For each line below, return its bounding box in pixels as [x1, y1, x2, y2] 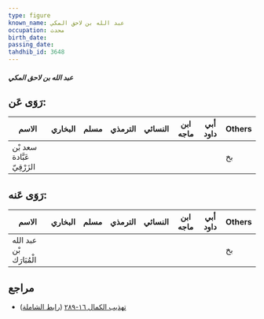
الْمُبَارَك [12, 254, 37, 265]
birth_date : [8, 33, 47, 42]
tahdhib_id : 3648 [8, 48, 65, 56]
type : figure [8, 11, 51, 20]
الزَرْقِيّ [12, 161, 35, 172]
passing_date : [8, 41, 55, 49]
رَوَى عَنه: [8, 188, 47, 202]
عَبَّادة [12, 151, 30, 162]
